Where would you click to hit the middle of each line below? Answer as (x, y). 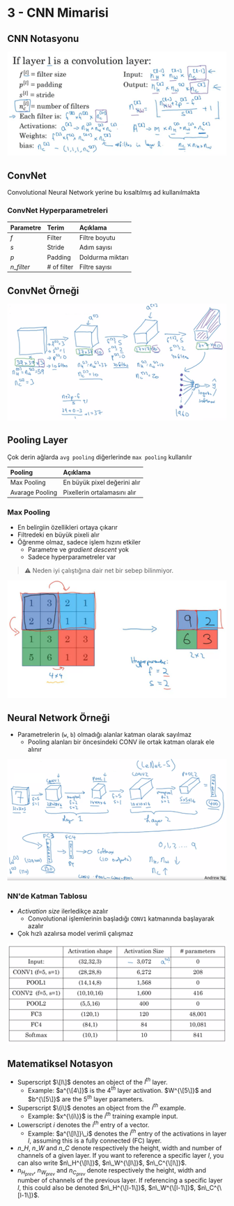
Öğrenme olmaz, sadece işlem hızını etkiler (79, 542)
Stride (56, 247)
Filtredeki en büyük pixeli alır (58, 535)
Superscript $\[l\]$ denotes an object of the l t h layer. (93, 1081)
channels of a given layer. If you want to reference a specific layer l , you (120, 1156)
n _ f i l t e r (20, 267)
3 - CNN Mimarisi (58, 13)
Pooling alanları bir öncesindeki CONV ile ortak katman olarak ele (121, 742)
